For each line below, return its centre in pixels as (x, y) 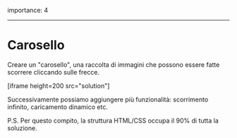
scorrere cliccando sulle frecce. (54, 72)
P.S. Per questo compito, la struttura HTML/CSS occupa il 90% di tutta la (113, 120)
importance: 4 (28, 10)
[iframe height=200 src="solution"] (59, 86)
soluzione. (22, 128)
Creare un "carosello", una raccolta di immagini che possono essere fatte (114, 64)
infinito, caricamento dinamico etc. (57, 107)
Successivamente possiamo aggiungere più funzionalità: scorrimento (108, 99)
